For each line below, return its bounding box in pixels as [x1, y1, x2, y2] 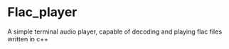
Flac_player [7, 4, 78, 20]
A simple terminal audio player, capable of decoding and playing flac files [7, 27, 223, 36]
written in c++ [7, 34, 48, 43]
